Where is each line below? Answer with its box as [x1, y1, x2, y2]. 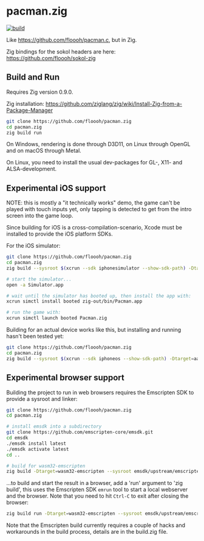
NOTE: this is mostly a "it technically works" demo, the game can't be [6, 199, 180, 206]
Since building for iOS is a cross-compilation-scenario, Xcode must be [6, 224, 182, 231]
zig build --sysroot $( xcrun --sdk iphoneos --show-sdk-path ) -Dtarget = [6, 355, 194, 361]
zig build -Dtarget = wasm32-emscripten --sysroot [6, 469, 132, 475]
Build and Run [6, 72, 59, 83]
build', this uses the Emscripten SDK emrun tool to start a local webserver [6, 486, 188, 494]
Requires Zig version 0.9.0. [6, 88, 73, 96]
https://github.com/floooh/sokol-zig [6, 54, 96, 61]
